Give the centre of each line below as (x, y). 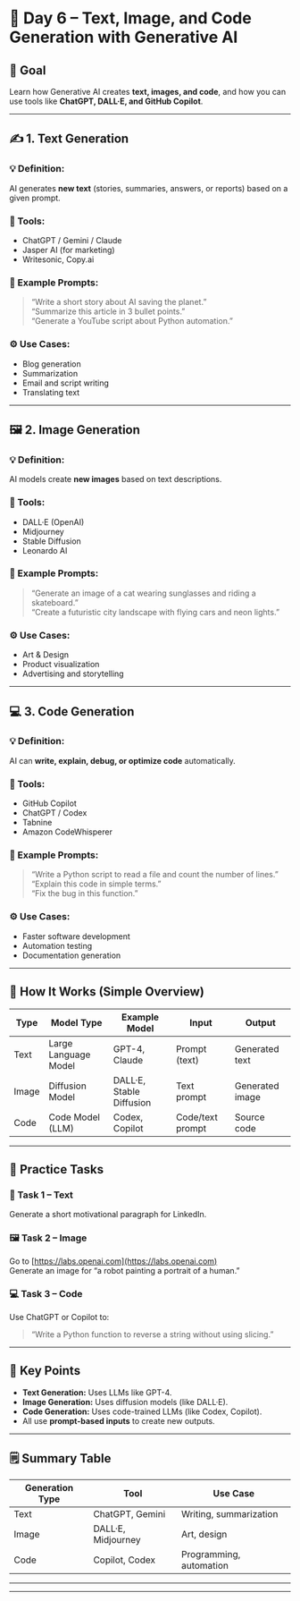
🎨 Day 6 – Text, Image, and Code (130, 18)
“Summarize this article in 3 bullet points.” (108, 311)
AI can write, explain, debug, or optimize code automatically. (123, 760)
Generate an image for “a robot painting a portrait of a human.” (125, 1270)
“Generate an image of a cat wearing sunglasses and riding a (143, 593)
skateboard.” (54, 602)
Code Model (75, 1117)
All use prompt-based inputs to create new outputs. (119, 1420)
